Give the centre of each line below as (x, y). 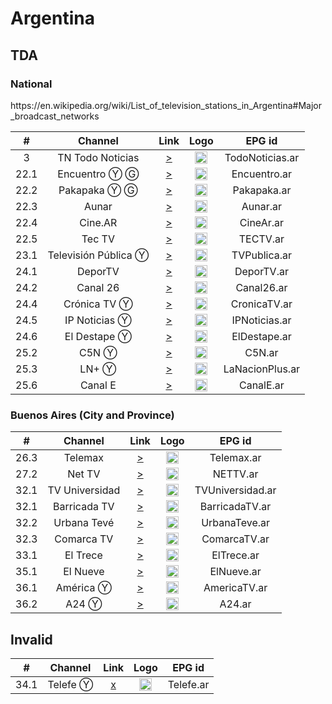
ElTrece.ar (235, 555)
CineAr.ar (261, 222)
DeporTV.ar (261, 271)
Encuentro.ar (262, 174)
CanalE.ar (261, 385)
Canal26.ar (261, 287)
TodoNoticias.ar (262, 157)
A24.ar (235, 604)
